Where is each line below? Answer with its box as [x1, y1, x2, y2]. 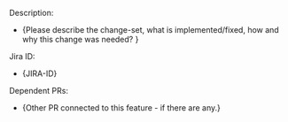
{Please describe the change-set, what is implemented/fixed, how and [21, 25, 279, 34]
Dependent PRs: [9, 86, 69, 95]
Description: [9, 8, 54, 18]
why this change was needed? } [21, 34, 139, 44]
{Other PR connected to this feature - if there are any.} [21, 103, 222, 113]
